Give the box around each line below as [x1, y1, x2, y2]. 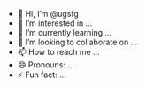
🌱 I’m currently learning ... [17, 28, 112, 37]
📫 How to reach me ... [17, 47, 100, 57]
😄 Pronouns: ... [17, 59, 75, 70]
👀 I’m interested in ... [17, 18, 93, 28]
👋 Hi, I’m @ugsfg [17, 9, 80, 19]
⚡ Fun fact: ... [17, 69, 66, 80]
